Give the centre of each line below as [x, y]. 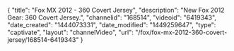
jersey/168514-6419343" [43, 40]
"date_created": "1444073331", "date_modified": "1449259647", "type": [112, 25]
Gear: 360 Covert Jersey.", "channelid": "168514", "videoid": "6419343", [112, 17]
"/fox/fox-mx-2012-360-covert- [181, 32]
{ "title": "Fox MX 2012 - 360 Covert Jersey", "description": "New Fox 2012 [116, 10]
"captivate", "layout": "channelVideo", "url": [71, 32]
